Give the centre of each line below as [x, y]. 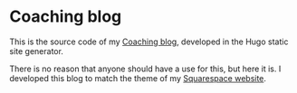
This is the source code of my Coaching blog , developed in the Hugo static [149, 42]
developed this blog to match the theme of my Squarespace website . [138, 78]
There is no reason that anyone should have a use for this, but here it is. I [145, 69]
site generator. [36, 51]
